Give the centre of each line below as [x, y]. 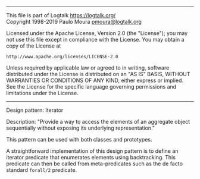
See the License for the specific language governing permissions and [91, 87]
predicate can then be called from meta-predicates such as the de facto [95, 164]
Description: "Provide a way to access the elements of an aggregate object [98, 122]
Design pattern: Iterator [35, 110]
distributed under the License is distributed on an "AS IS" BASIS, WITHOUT [98, 74]
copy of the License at [34, 46]
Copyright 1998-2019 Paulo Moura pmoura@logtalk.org [74, 22]
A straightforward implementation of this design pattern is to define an [92, 151]
